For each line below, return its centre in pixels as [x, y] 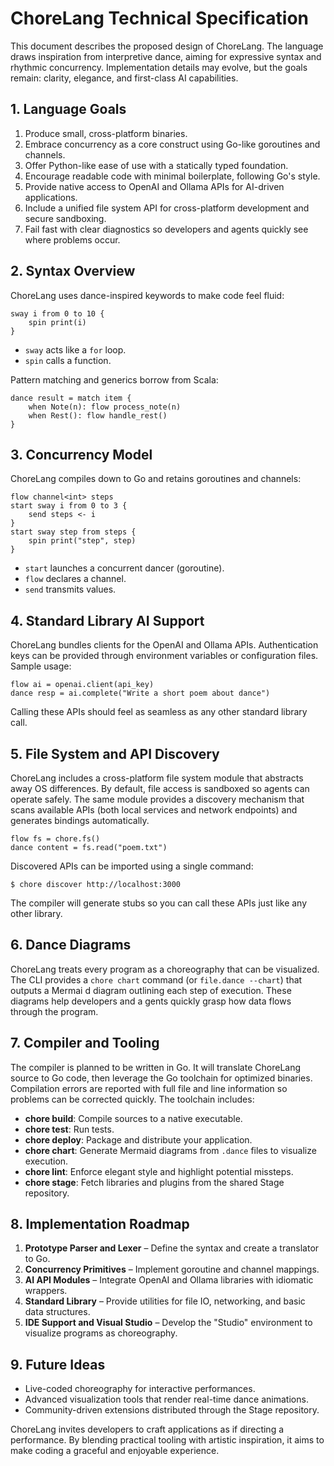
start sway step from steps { [73, 532]
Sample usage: [41, 666]
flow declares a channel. [75, 579]
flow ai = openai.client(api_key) [82, 685]
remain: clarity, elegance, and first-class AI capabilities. [124, 78]
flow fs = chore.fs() [55, 839]
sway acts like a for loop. [75, 349]
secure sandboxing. [65, 218]
